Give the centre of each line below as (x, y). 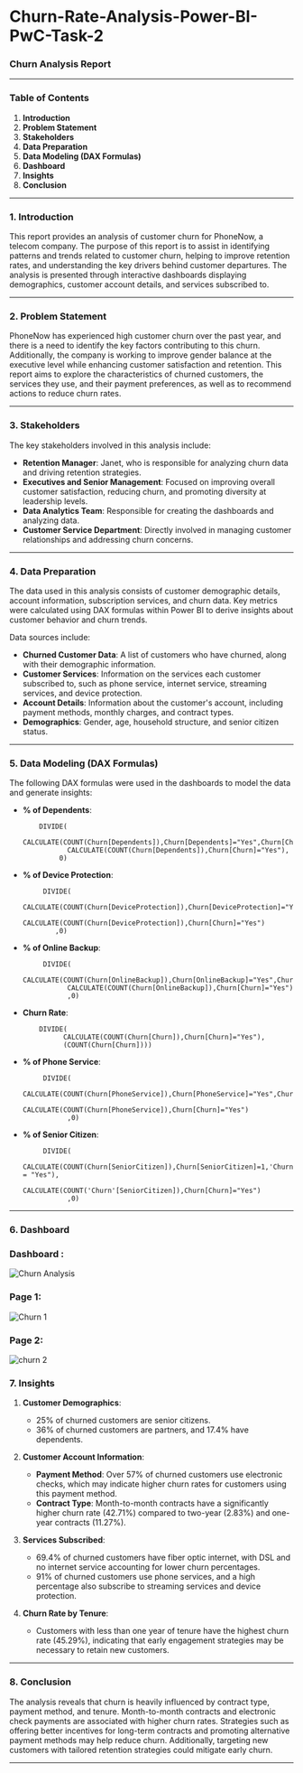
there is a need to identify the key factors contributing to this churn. (135, 346)
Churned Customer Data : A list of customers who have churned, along (154, 654)
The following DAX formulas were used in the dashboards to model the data (150, 783)
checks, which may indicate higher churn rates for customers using (161, 1484)
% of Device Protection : (68, 875)
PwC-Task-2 (56, 36)
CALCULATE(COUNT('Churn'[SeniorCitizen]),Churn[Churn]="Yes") (142, 1191)
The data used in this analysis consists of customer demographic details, (145, 591)
